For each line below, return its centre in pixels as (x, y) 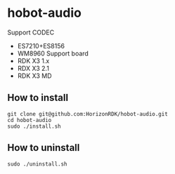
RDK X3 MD (34, 76)
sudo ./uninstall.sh (38, 164)
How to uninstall (44, 148)
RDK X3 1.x (33, 60)
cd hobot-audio (30, 120)
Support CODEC (31, 32)
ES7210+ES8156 (41, 46)
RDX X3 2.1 (33, 68)
